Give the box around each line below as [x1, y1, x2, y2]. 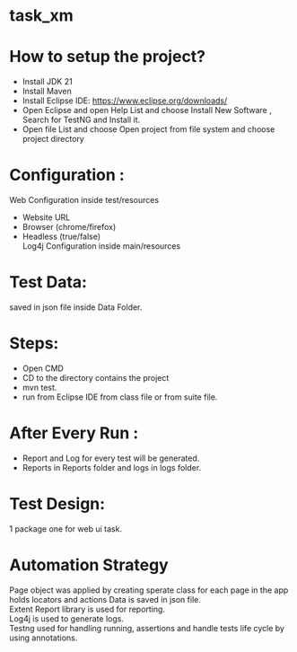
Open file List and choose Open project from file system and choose [22, 124, 275, 135]
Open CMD [22, 363, 65, 374]
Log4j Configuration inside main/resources [22, 241, 181, 251]
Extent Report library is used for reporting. [9, 604, 166, 614]
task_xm [9, 5, 74, 26]
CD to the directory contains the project [22, 372, 170, 383]
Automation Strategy [9, 555, 169, 575]
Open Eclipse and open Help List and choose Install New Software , [22, 105, 272, 116]
